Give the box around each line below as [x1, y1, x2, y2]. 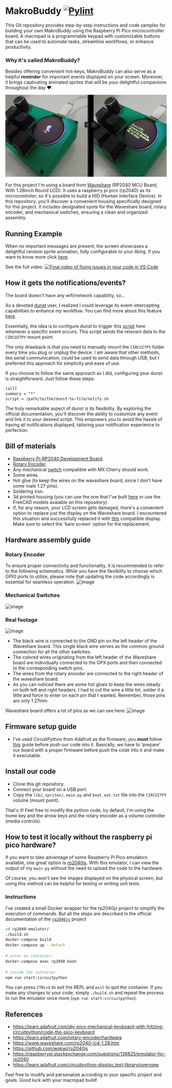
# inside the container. [5, 970, 58, 975]
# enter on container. [5, 953, 54, 958]
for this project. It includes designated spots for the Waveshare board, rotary [5, 204, 167, 210]
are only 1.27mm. [12, 697, 49, 704]
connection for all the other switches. [12, 648, 92, 655]
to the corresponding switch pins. [12, 665, 84, 671]
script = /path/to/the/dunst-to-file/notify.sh [5, 396, 109, 402]
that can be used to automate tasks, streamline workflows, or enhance [5, 38, 154, 45]
